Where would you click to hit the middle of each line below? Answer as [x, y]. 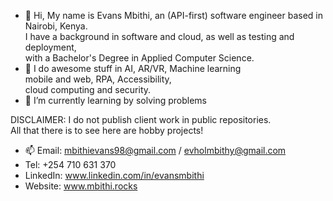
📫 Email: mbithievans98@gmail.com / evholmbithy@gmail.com [155, 150]
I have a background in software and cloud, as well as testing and [159, 36]
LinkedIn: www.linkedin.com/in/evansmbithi [114, 175]
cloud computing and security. [88, 89]
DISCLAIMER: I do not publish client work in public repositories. [141, 119]
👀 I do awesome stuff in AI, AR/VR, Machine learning [133, 68]
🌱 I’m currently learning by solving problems [116, 100]
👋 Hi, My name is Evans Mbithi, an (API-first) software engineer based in [173, 15]
